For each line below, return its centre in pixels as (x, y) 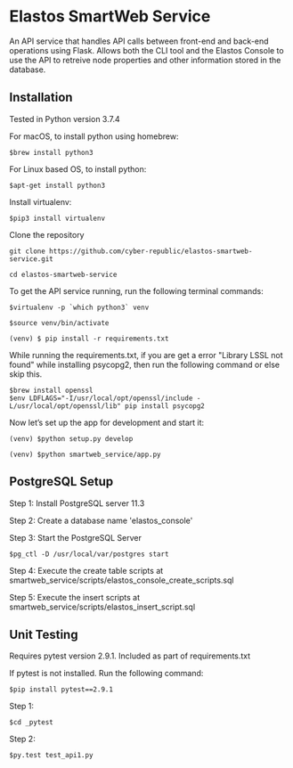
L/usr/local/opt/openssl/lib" (65, 406)
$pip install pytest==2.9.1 (61, 690)
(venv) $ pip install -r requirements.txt (89, 339)
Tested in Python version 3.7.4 (65, 118)
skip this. (26, 374)
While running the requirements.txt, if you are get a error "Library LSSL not (146, 355)
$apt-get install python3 (57, 185)
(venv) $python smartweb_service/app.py (85, 454)
